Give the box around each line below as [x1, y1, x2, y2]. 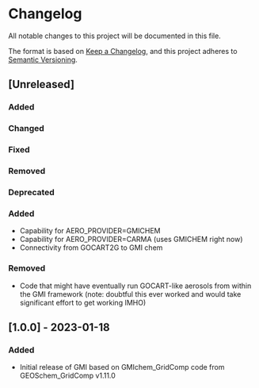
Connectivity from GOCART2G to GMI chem [19, 243, 163, 252]
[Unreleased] [8, 78, 75, 91]
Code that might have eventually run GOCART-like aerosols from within [19, 281, 252, 290]
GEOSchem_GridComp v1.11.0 [19, 371, 116, 381]
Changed [8, 123, 45, 134]
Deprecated [8, 186, 55, 198]
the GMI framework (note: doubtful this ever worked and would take [19, 289, 242, 298]
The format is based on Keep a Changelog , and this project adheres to [8, 46, 238, 56]
